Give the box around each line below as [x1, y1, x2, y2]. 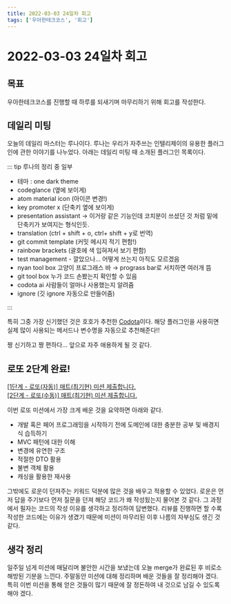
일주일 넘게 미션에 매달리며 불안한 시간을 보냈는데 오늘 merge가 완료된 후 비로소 [7, 563, 222, 572]
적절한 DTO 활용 [17, 455, 62, 463]
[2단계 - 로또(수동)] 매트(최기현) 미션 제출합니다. [7, 391, 138, 400]
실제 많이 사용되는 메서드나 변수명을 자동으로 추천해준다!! [7, 326, 160, 335]
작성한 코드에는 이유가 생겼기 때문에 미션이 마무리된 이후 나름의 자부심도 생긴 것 [7, 513, 221, 521]
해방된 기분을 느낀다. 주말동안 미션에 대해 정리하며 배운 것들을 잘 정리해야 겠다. [7, 572, 219, 580]
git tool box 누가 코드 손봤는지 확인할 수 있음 [17, 272, 138, 280]
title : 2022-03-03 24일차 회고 [7, 10, 92, 17]
